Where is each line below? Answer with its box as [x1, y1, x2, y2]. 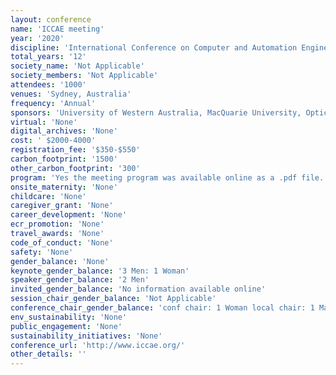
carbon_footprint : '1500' [10, 154, 118, 164]
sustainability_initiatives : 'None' [10, 331, 163, 341]
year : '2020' [10, 33, 65, 43]
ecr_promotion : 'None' [10, 219, 105, 230]
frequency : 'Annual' [10, 98, 97, 108]
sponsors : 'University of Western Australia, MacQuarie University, [10, 107, 302, 118]
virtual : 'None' [10, 117, 78, 127]
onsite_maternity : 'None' [10, 182, 118, 192]
